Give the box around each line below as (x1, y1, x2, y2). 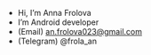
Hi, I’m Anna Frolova (17, 8, 91, 18)
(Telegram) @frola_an (17, 35, 98, 46)
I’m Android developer (17, 17, 99, 27)
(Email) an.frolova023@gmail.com (17, 27, 142, 36)
